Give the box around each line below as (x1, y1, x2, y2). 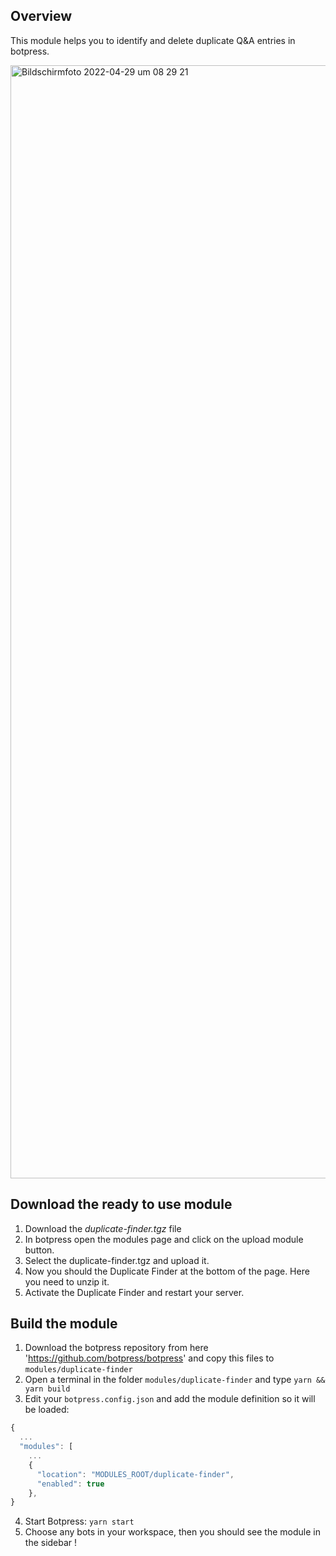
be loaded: (24, 1404, 70, 1416)
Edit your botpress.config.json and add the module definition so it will (24, 1393, 316, 1405)
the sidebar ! (24, 1537, 78, 1549)
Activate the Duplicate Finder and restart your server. (24, 1286, 245, 1298)
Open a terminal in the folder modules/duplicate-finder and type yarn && (24, 1374, 326, 1386)
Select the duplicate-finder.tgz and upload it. (24, 1254, 210, 1266)
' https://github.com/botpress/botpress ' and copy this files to (24, 1352, 275, 1364)
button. (24, 1244, 55, 1256)
